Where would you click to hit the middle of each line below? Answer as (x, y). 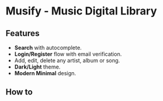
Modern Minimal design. (45, 73)
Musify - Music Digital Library (81, 11)
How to (19, 92)
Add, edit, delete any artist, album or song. (67, 60)
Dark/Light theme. (37, 67)
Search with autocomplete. (48, 47)
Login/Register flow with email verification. (68, 54)
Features (23, 33)
